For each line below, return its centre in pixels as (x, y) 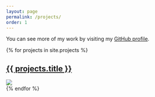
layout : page (22, 11)
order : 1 (17, 22)
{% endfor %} (23, 89)
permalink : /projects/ (34, 17)
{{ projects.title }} (39, 69)
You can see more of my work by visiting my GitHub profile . (78, 39)
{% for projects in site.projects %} (47, 50)
